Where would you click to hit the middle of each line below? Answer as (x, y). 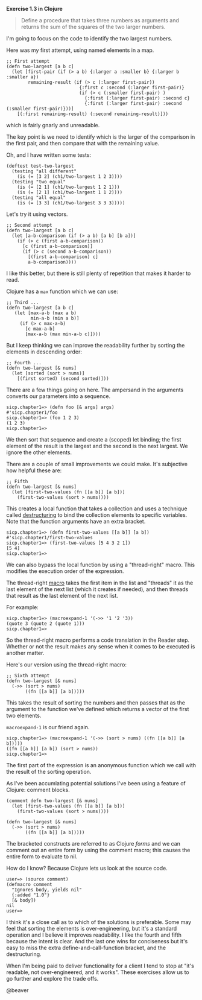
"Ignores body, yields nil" (47, 890)
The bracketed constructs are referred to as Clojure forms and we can (93, 843)
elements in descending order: (44, 352)
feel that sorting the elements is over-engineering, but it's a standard (92, 929)
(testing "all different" (44, 171)
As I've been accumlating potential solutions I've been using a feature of (96, 783)
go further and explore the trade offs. (52, 979)
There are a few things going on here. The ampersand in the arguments (95, 390)
